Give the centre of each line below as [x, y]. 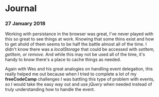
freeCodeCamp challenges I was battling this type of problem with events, [80, 79]
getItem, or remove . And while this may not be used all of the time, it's [75, 55]
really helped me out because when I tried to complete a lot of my [71, 74]
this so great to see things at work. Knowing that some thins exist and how [79, 39]
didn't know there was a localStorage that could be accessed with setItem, [80, 49]
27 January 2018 [25, 24]
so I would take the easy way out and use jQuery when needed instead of [79, 84]
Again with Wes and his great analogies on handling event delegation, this [79, 69]
